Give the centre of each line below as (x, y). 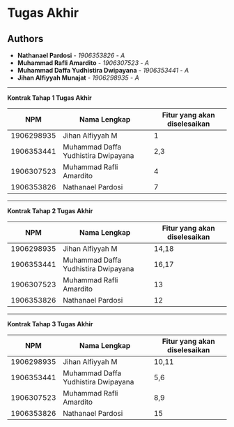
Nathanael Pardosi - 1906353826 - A (71, 55)
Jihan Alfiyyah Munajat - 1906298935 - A (78, 78)
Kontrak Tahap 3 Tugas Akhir (50, 324)
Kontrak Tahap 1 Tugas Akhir (49, 98)
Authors (25, 39)
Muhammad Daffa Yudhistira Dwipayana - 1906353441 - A (103, 70)
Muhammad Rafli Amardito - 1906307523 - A (83, 63)
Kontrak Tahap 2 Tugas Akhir (50, 211)
